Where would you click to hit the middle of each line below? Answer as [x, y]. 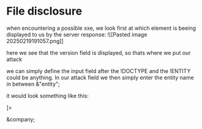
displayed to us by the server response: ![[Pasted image [77, 34]
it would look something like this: [47, 96]
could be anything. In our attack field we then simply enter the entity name [100, 77]
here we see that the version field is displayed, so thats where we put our [99, 52]
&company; [21, 119]
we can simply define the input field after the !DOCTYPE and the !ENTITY [99, 71]
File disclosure [44, 11]
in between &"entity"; [33, 84]
